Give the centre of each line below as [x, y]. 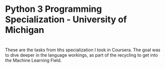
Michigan [25, 30]
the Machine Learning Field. [33, 61]
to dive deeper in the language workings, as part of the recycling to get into [82, 55]
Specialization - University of [66, 19]
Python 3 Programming [53, 9]
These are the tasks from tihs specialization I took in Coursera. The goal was [83, 50]
